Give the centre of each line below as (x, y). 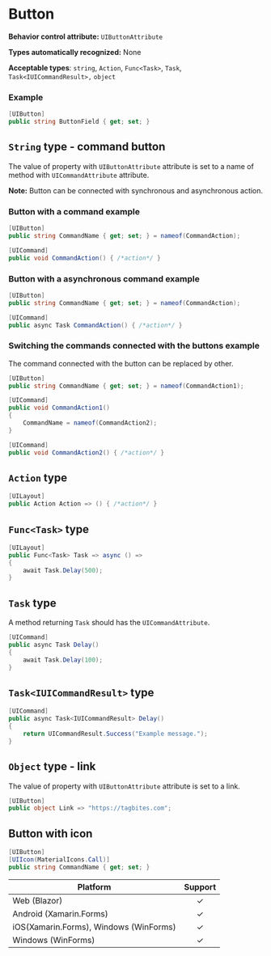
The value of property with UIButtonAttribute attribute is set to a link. (124, 786)
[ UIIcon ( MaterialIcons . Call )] (59, 859)
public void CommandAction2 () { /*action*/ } (86, 453)
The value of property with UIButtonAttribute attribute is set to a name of (131, 166)
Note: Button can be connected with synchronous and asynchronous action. (136, 190)
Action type (38, 478)
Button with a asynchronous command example (104, 278)
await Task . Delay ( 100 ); (63, 660)
